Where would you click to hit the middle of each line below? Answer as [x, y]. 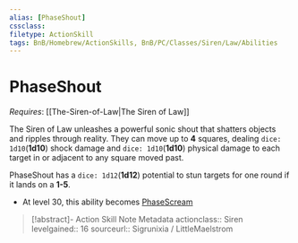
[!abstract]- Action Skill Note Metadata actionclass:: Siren [137, 220]
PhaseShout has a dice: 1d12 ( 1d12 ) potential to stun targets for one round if [149, 175]
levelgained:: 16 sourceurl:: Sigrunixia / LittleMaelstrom [132, 229]
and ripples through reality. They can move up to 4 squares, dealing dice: [145, 139]
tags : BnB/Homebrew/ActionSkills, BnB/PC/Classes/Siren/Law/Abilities [144, 43]
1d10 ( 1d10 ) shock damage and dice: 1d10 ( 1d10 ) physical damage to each [145, 148]
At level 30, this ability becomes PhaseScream [107, 202]
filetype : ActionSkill [51, 34]
